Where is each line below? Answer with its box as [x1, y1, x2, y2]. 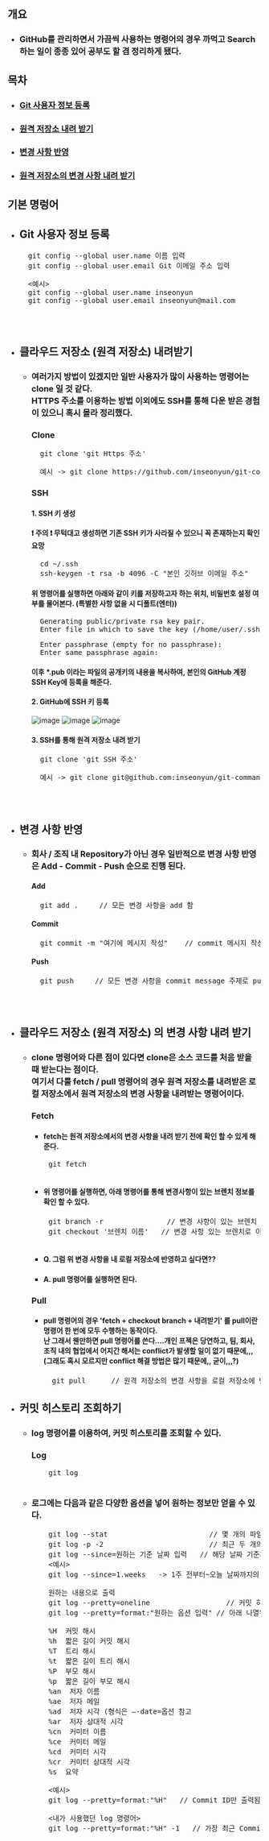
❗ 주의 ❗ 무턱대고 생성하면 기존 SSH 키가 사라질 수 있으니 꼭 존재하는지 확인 [31, 529, 260, 538]
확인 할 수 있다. [43, 1197, 90, 1207]
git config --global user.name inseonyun [27, 288, 194, 296]
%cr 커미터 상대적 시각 [48, 1757, 130, 1766]
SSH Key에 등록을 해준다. [31, 677, 112, 686]
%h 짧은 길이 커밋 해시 [48, 1636, 130, 1645]
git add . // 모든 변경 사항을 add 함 [39, 901, 194, 910]
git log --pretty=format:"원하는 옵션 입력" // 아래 [48, 1608, 243, 1617]
